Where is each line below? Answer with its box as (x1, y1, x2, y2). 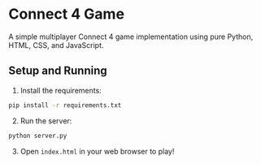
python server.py (8, 132, 67, 140)
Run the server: (20, 115, 72, 126)
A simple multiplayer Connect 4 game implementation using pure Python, (8, 32, 254, 41)
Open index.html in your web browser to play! (20, 146, 175, 156)
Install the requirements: (20, 85, 102, 95)
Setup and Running (8, 64, 107, 78)
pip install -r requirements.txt (8, 101, 122, 110)
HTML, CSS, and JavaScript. (8, 40, 104, 50)
